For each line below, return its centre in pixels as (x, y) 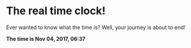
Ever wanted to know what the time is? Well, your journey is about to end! (96, 27)
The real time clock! (56, 11)
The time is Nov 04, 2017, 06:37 (46, 39)
